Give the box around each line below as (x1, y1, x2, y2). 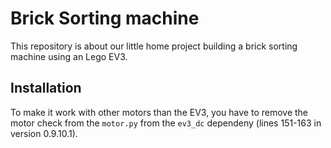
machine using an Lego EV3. (10, 50, 128, 62)
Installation (10, 80, 82, 97)
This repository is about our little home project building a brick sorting (10, 40, 298, 52)
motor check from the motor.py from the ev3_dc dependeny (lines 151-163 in (10, 117, 322, 129)
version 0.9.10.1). (10, 127, 78, 139)
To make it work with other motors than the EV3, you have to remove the (10, 106, 309, 118)
